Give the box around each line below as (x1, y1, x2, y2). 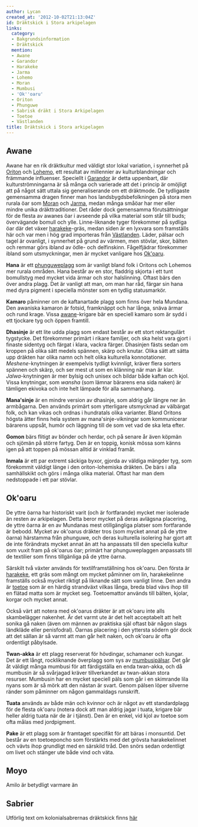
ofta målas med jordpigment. (6, 718, 76, 725)
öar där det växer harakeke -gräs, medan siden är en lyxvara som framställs (6, 224, 189, 231)
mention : (11, 47, 33, 53)
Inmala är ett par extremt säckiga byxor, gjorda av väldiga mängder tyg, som (6, 457, 192, 464)
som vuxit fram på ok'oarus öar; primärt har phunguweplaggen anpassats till (6, 546, 192, 554)
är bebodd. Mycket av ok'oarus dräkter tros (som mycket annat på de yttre (6, 527, 187, 535)
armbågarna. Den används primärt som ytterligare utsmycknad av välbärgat (6, 403, 190, 410)
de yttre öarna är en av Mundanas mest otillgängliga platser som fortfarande (6, 522, 192, 529)
